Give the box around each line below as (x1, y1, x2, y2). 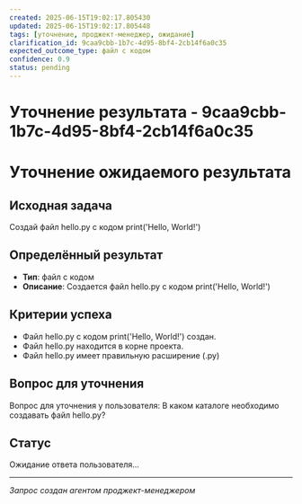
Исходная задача (9, 198, 112, 213)
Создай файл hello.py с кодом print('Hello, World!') (9, 222, 201, 233)
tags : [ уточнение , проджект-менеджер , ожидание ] (9, 30, 195, 39)
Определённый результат (9, 248, 164, 263)
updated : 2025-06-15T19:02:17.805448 (9, 22, 151, 31)
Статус (9, 435, 51, 450)
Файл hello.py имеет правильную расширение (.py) (22, 349, 220, 360)
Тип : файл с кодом (22, 271, 94, 282)
